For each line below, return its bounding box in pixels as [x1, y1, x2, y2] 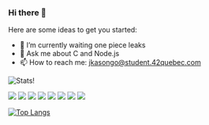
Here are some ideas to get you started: [8, 25, 138, 35]
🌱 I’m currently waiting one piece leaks [19, 40, 146, 50]
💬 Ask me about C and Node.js [19, 49, 120, 59]
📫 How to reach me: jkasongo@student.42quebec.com [19, 58, 201, 67]
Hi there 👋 [8, 7, 47, 18]
